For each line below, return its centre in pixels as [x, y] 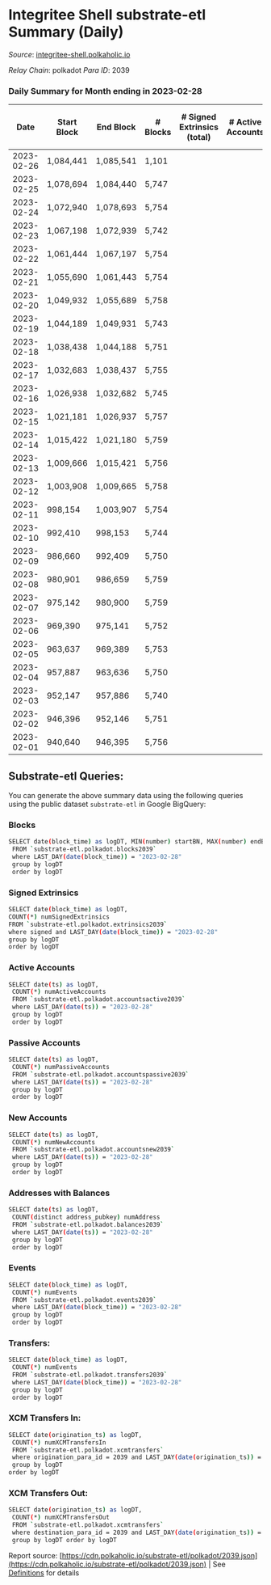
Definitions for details [44, 1572]
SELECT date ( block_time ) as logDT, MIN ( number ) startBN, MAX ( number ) [128, 842]
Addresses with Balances [59, 1193]
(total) [199, 137]
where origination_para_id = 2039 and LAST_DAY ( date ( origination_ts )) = [137, 1457]
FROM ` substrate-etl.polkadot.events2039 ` [84, 1300]
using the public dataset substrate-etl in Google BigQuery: [107, 804]
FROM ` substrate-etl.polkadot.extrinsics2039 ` [88, 924]
